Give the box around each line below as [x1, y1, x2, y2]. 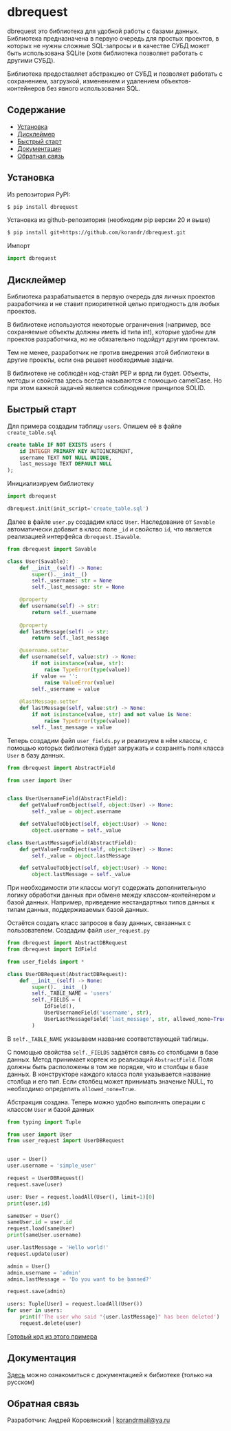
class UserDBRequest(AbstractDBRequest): [7, 971, 128, 977]
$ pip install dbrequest [7, 203, 78, 210]
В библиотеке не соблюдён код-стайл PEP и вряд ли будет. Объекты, [7, 369, 211, 377]
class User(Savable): [7, 558, 69, 565]
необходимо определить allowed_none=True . [7, 1084, 136, 1093]
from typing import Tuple [7, 1118, 81, 1126]
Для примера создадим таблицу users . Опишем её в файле [7, 422, 182, 430]
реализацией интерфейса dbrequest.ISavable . [7, 532, 142, 540]
